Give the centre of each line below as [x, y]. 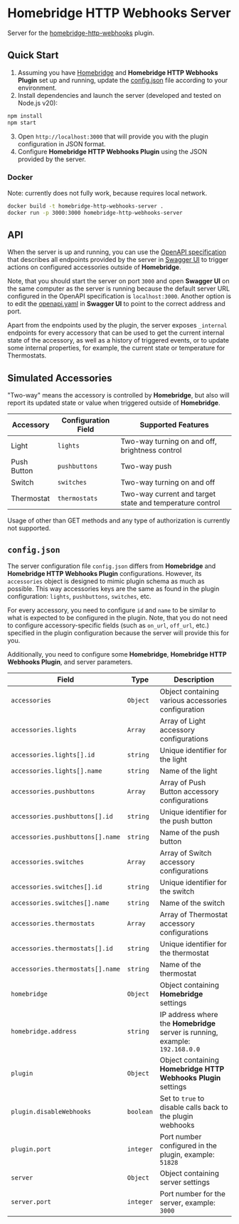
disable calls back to [194, 1107]
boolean [140, 1112]
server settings [185, 1182]
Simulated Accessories [60, 378]
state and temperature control [170, 503]
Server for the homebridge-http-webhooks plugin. [81, 33]
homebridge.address [44, 1031]
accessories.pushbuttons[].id [62, 816]
